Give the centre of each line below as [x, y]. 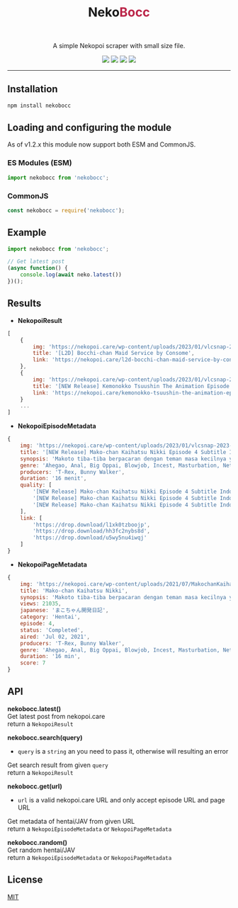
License [25, 880]
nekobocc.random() [38, 842]
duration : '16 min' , [50, 657]
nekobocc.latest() [34, 708]
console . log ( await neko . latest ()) [71, 275]
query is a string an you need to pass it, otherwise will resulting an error [123, 751]
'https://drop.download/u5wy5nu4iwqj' [90, 538]
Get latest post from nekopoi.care [56, 716]
